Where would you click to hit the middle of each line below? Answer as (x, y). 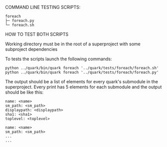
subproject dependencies (31, 49)
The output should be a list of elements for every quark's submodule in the (82, 81)
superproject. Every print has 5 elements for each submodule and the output (83, 87)
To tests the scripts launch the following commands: (59, 59)
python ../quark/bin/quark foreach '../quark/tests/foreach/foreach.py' (82, 72)
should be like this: (24, 92)
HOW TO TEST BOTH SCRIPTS (37, 34)
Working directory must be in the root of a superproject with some (73, 44)
